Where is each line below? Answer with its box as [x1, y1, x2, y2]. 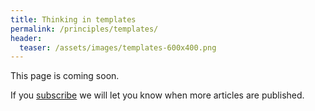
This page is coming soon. [10, 70, 120, 82]
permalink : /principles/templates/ [10, 24, 159, 34]
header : [10, 33, 43, 43]
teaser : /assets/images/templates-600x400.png [19, 42, 217, 53]
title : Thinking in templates [10, 14, 137, 25]
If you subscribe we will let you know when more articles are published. [10, 89, 305, 101]
